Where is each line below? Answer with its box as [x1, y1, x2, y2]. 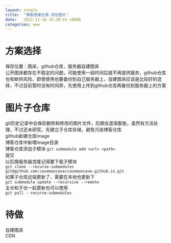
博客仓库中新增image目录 [5, 139, 59, 146]
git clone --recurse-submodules [5, 164, 74, 169]
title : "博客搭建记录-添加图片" [5, 12, 69, 17]
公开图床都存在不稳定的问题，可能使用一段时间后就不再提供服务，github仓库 [5, 70, 166, 76]
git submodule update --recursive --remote [5, 180, 100, 185]
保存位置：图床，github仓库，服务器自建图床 [5, 63, 100, 70]
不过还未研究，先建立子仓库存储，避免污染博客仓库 [14, 126, 121, 133]
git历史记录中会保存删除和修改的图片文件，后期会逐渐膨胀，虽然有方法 [5, 120, 154, 126]
